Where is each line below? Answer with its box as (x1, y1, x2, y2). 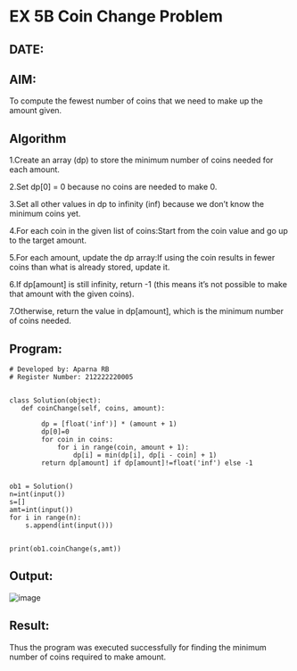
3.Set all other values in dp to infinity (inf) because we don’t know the (9, 199, 265, 210)
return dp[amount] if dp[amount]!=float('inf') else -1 (41, 459, 253, 468)
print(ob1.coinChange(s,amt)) (9, 544, 122, 554)
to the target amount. (9, 235, 87, 246)
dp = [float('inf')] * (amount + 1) (41, 419, 177, 429)
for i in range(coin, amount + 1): (56, 443, 190, 452)
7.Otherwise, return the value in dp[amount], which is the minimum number (9, 306, 284, 317)
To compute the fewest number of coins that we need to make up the (9, 95, 263, 106)
